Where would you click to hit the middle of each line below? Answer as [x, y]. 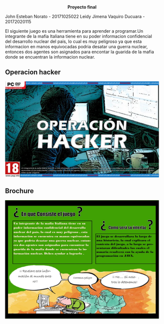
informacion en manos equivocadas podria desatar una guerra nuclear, [76, 47]
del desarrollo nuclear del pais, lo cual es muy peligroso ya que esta [73, 41]
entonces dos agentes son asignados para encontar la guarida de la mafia [80, 52]
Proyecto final [82, 7]
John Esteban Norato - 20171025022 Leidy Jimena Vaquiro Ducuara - [75, 16]
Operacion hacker [33, 72]
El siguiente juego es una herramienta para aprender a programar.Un [74, 31]
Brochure [20, 191]
